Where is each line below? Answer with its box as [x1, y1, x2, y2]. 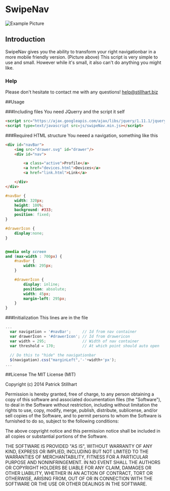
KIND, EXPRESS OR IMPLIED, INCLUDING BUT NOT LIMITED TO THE [5, 448, 149, 455]
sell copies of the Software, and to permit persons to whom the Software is [5, 413, 162, 419]
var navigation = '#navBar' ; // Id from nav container [10, 329, 137, 335]
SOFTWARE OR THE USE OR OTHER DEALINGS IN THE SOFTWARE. [5, 481, 147, 487]
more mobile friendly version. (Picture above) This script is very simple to [5, 54, 158, 60]
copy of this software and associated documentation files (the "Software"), [5, 397, 162, 403]
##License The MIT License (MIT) [5, 372, 76, 378]
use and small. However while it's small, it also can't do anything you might [5, 59, 161, 66]
